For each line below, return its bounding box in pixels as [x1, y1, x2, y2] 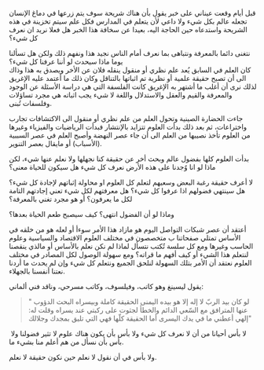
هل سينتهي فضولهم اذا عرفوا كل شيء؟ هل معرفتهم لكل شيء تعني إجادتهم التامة [9, 186, 246, 195]
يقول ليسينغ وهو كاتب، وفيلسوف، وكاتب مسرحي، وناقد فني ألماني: [9, 282, 203, 291]
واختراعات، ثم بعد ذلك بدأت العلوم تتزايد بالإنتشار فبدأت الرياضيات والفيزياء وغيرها [9, 123, 247, 131]
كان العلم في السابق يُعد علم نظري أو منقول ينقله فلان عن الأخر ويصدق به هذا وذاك [9, 65, 251, 75]
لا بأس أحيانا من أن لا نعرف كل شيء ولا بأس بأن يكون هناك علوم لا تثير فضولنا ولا [10, 329, 247, 338]
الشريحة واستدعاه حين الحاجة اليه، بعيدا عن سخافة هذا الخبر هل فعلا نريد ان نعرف [9, 25, 248, 34]
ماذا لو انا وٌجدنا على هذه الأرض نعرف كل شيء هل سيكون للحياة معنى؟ [9, 163, 216, 171]
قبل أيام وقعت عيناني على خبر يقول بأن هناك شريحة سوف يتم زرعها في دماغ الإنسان [9, 9, 256, 17]
